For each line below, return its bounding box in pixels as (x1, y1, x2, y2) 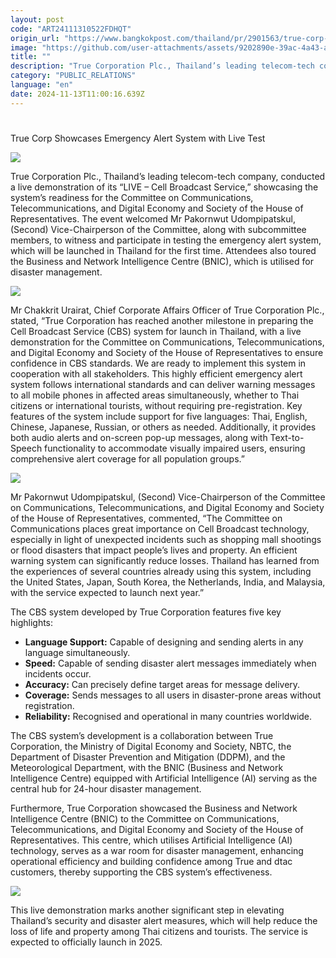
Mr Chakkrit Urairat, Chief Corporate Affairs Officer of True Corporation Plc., (10, 304, 325, 316)
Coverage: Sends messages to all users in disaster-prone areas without (24, 689, 322, 701)
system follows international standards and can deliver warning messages (10, 378, 316, 390)
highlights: (10, 616, 54, 628)
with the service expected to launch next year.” (10, 586, 205, 598)
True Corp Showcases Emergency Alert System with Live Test (10, 132, 266, 144)
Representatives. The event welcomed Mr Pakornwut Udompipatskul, (10, 212, 296, 225)
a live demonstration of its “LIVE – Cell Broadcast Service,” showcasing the (10, 181, 319, 193)
